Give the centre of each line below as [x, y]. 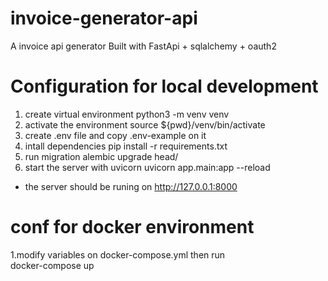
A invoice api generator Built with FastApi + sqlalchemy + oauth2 [143, 46]
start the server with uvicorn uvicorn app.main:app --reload [147, 167]
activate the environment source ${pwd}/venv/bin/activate [145, 124]
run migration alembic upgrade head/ [101, 156]
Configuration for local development [164, 86]
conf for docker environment [132, 227]
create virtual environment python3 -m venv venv [127, 114]
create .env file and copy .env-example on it [115, 135]
